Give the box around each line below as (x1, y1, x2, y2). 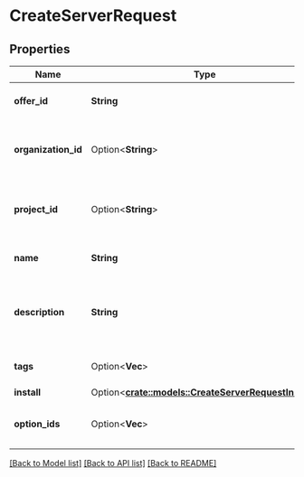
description (14, 306, 65, 318)
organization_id (14, 144, 83, 155)
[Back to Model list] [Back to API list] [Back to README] (9, 458, 217, 468)
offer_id (14, 95, 48, 107)
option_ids (14, 417, 61, 430)
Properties (9, 42, 71, 57)
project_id (14, 203, 59, 215)
